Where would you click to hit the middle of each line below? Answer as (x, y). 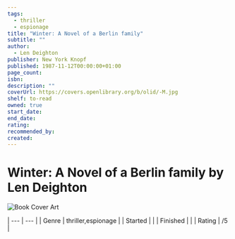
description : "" (31, 86)
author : (19, 46)
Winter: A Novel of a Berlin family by (116, 173)
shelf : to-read (30, 99)
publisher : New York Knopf (47, 60)
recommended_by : (31, 131)
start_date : (25, 112)
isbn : (15, 79)
